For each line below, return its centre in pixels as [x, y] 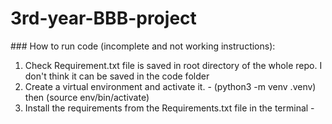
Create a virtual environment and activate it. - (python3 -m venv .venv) [170, 86]
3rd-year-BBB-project [103, 18]
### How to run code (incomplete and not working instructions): [143, 46]
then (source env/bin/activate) [87, 97]
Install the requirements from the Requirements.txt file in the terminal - [169, 108]
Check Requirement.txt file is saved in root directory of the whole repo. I [173, 65]
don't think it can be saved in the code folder [117, 76]
